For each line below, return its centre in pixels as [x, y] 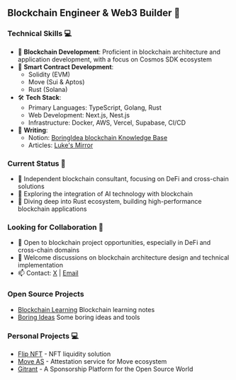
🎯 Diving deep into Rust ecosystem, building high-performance [109, 201]
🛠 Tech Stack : [39, 97]
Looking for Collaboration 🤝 [56, 227]
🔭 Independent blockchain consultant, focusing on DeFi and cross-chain [123, 178]
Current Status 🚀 [36, 163]
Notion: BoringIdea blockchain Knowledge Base [98, 137]
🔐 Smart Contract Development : [66, 67]
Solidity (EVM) [49, 74]
